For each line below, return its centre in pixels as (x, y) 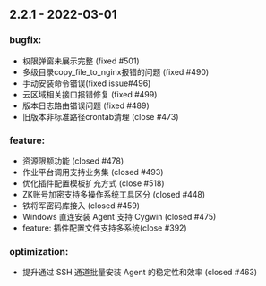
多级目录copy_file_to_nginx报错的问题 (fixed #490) (116, 71)
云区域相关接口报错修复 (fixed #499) (90, 94)
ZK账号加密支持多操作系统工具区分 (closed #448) (114, 194)
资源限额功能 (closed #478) (73, 161)
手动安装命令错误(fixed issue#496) (86, 83)
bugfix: (26, 40)
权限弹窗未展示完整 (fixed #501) (81, 61)
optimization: (39, 251)
